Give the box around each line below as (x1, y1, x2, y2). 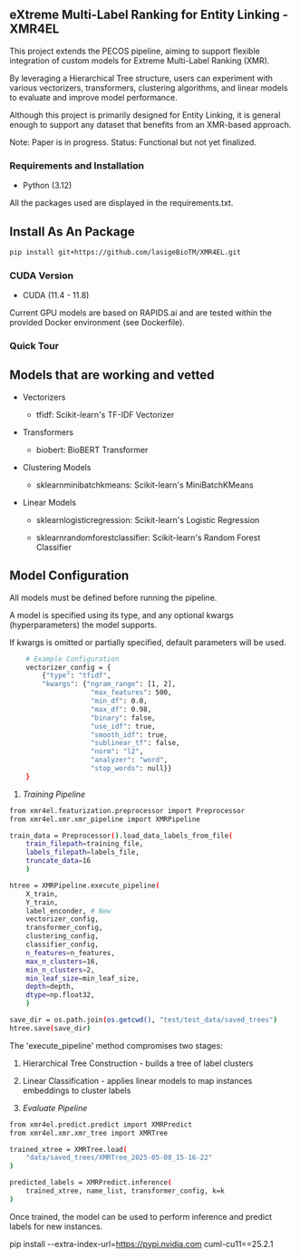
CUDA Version (9, 269, 74, 282)
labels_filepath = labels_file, (25, 847, 140, 857)
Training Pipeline (22, 789, 86, 799)
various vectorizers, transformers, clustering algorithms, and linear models (9, 82, 288, 93)
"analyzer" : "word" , (90, 756, 169, 765)
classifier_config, (25, 940, 100, 950)
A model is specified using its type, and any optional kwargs (9, 609, 234, 620)
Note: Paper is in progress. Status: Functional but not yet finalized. (9, 136, 256, 148)
